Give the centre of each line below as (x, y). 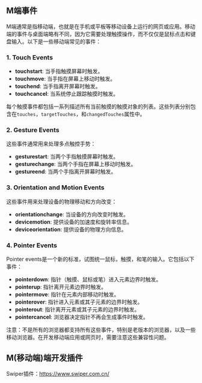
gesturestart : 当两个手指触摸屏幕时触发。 (67, 157)
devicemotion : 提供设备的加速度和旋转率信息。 (74, 222)
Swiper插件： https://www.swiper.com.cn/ (58, 373)
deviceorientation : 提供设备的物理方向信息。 (71, 229)
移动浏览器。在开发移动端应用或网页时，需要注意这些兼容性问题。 (88, 337)
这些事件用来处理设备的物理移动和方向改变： (62, 201)
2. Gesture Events (33, 130)
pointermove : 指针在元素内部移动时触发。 (67, 294)
